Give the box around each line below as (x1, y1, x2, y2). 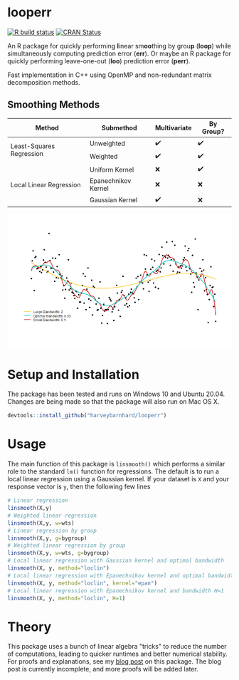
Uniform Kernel (90, 165, 134, 174)
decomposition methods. (7, 78, 80, 86)
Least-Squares (10, 142, 55, 150)
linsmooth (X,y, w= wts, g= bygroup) (7, 550, 110, 557)
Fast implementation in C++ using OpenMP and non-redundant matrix (7, 70, 212, 79)
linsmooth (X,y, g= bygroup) (7, 535, 87, 542)
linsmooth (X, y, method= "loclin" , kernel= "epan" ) (7, 580, 158, 587)
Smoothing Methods (7, 99, 100, 111)
